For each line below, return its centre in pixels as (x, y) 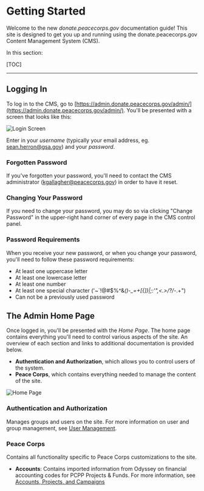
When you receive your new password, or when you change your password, (102, 252)
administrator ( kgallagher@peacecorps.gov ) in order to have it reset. (92, 182)
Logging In (27, 89)
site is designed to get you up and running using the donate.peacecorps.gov (102, 34)
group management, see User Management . (62, 428)
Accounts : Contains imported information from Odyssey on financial (101, 469)
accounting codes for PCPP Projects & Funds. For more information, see (105, 475)
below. (15, 350)
